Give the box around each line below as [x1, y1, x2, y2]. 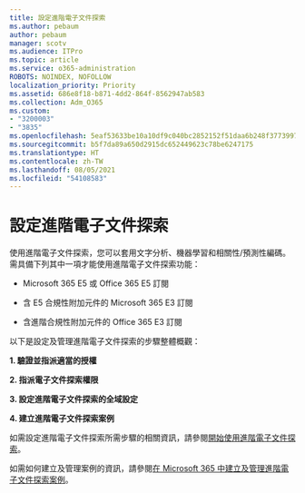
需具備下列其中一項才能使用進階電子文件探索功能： [9, 259, 201, 270]
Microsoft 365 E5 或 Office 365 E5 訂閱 [22, 278, 170, 289]
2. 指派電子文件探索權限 [9, 374, 99, 386]
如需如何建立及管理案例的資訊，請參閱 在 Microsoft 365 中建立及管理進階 [9, 463, 281, 474]
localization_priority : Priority [9, 81, 136, 90]
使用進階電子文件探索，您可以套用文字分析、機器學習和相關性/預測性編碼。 [9, 247, 291, 259]
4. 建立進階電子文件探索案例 [9, 413, 115, 424]
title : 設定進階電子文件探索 [9, 13, 106, 23]
